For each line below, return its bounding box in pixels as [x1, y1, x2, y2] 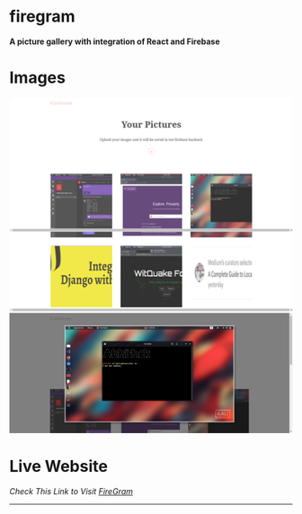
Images [9, 67, 66, 88]
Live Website [9, 456, 108, 477]
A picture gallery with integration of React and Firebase [9, 36, 220, 47]
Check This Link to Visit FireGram [9, 485, 133, 496]
